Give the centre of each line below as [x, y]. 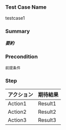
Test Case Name [26, 7]
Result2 [47, 112]
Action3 [17, 120]
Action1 [17, 104]
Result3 [47, 120]
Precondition [22, 56]
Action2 [17, 112]
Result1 [47, 104]
